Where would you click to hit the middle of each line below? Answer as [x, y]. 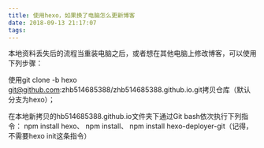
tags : [17, 30]
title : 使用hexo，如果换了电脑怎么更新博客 [72, 15]
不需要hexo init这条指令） [50, 136]
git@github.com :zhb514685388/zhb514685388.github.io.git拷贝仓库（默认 [129, 90]
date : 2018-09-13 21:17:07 [52, 23]
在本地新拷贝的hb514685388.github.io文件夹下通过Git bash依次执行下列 [125, 117]
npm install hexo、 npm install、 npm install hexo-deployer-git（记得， [138, 126]
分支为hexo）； [32, 100]
